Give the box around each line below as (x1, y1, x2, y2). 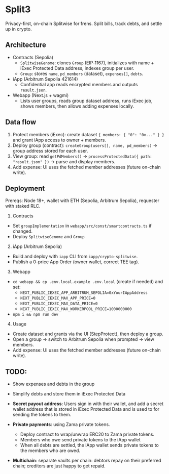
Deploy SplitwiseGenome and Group (12, 234, 85, 240)
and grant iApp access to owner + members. (12, 137, 107, 143)
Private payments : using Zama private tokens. (12, 421, 110, 428)
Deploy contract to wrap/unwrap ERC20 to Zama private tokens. (20, 431, 155, 437)
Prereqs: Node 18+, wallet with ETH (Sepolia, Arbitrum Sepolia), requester (5, 197, 160, 204)
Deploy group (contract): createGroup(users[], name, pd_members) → (12, 142, 158, 148)
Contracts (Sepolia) (12, 54, 54, 60)
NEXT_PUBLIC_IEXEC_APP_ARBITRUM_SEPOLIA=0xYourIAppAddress (20, 290, 148, 295)
